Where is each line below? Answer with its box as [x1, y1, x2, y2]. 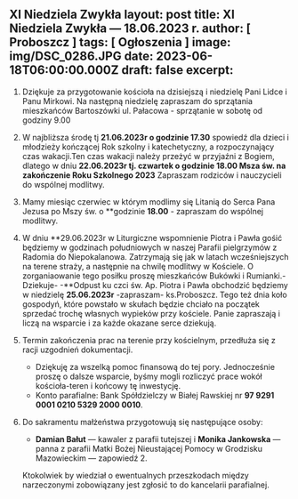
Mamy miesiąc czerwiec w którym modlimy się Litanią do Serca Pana [21, 196, 276, 207]
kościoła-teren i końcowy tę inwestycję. [35, 380, 181, 390]
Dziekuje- [21, 279, 59, 290]
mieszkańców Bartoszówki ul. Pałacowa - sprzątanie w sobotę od [21, 105, 263, 116]
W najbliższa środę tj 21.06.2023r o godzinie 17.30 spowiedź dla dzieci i [21, 132, 289, 142]
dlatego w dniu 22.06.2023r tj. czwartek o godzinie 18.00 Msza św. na [21, 160, 286, 171]
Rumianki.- [246, 270, 286, 281]
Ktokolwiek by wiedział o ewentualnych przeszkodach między [21, 470, 249, 480]
